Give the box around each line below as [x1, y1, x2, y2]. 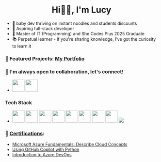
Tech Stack [5, 99, 32, 106]
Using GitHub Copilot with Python [12, 146, 80, 152]
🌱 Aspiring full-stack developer [12, 25, 74, 31]
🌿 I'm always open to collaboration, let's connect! [5, 68, 124, 75]
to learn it [12, 43, 32, 49]
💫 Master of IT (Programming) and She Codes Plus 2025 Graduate [12, 31, 145, 36]
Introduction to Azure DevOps [12, 151, 72, 157]
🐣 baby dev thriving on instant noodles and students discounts [12, 20, 137, 26]
